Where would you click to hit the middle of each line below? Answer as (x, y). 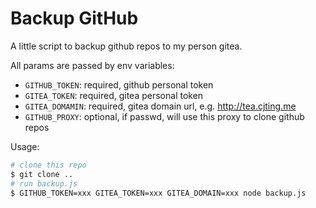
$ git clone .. (42, 174)
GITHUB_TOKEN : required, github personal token (119, 84)
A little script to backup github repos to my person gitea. (126, 46)
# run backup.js (44, 183)
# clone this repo (48, 165)
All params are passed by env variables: (92, 65)
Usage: (25, 146)
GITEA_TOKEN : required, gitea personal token (114, 95)
